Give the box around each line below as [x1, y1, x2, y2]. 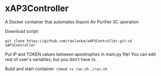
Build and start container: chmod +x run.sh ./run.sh [5, 66, 108, 72]
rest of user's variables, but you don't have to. [5, 56, 97, 62]
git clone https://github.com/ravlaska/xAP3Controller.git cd [5, 38, 132, 44]
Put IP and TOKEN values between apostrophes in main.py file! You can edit [5, 51, 156, 57]
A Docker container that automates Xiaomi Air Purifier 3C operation [5, 19, 139, 25]
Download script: [5, 28, 39, 34]
